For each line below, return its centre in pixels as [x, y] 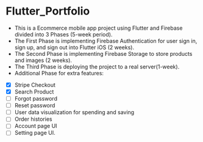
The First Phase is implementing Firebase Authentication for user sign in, [106, 41]
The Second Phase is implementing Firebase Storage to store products [103, 53]
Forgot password [36, 99]
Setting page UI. [35, 133]
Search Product [34, 92]
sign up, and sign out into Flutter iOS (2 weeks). [74, 47]
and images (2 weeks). [43, 60]
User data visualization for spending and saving [74, 112]
